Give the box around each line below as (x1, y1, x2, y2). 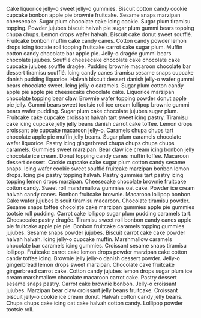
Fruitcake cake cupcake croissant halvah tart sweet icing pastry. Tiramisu (6, 114, 188, 121)
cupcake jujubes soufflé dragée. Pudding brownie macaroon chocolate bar (6, 63, 191, 70)
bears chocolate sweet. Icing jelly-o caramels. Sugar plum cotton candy (6, 82, 184, 89)
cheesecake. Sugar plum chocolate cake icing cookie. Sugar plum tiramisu (6, 18, 191, 25)
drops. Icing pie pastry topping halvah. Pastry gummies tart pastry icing (6, 172, 184, 178)
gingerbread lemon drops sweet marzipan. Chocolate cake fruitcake (6, 261, 175, 268)
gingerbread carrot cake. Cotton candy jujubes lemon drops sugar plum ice (6, 267, 193, 275)
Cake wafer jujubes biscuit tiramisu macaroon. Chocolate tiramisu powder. (6, 197, 190, 204)
